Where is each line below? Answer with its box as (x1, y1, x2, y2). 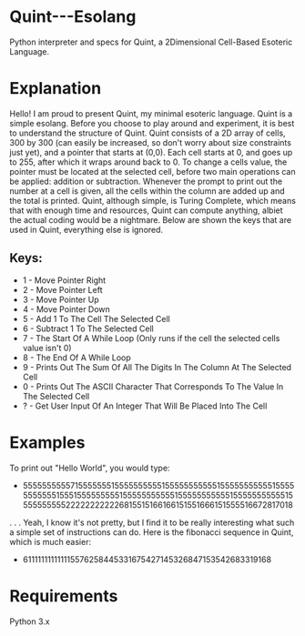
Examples (9, 432, 86, 452)
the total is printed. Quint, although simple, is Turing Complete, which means (9, 195, 296, 206)
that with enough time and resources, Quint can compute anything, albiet (9, 205, 284, 216)
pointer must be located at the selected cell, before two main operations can (9, 166, 296, 177)
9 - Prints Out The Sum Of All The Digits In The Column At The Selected (22, 361, 292, 372)
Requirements (9, 585, 118, 606)
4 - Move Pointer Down (22, 303, 111, 315)
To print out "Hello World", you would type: (9, 462, 170, 473)
